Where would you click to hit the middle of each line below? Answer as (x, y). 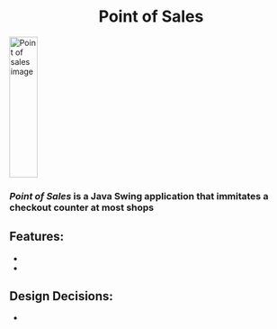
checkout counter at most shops (82, 207)
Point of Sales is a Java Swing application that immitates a (139, 196)
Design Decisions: (62, 296)
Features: (37, 237)
